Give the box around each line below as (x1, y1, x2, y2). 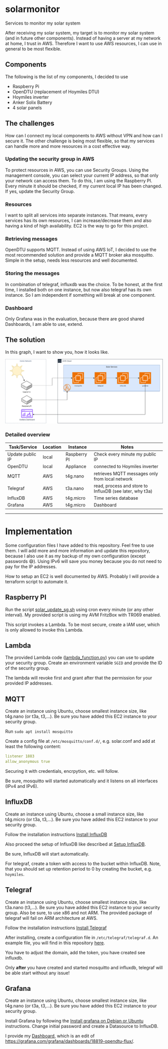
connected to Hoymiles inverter (93, 464, 158, 470)
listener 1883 (5, 754, 35, 759)
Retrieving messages (5, 236, 58, 243)
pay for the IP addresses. (5, 563, 57, 569)
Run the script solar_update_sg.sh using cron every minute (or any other (5, 606, 154, 612)
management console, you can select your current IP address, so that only (5, 172, 158, 178)
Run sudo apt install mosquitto (5, 728, 73, 735)
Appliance (65, 464, 86, 470)
